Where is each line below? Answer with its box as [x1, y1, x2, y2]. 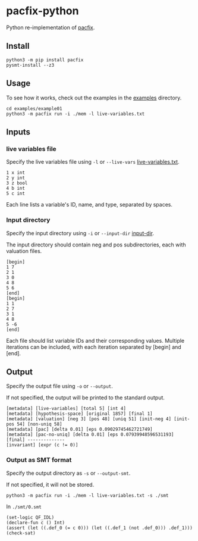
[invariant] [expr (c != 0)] [6, 442, 78, 448]
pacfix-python [6, 4, 79, 18]
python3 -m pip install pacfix [6, 57, 84, 63]
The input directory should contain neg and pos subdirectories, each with [6, 241, 186, 248]
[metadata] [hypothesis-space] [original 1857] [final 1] [6, 411, 153, 417]
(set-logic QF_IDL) [6, 514, 55, 520]
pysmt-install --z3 [6, 62, 55, 68]
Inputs [6, 127, 31, 137]
